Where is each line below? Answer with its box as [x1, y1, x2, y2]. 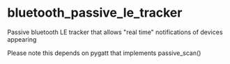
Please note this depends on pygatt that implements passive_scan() [7, 49, 201, 57]
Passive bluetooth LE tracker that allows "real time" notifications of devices [7, 28, 223, 36]
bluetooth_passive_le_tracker [7, 5, 183, 21]
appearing [7, 35, 37, 43]
